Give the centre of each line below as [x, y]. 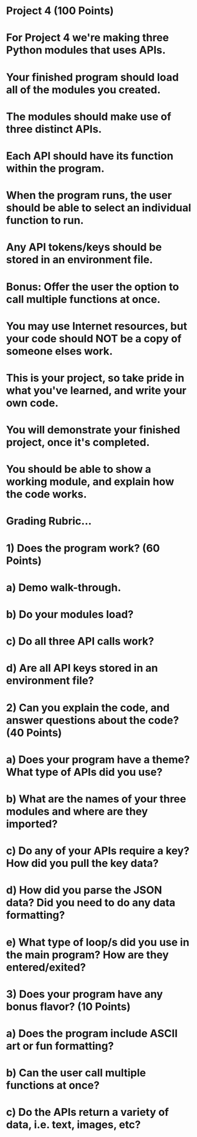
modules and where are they [77, 811]
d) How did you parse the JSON [84, 890]
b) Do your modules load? [70, 614]
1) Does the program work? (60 [83, 548]
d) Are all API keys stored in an [82, 668]
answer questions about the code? [93, 720]
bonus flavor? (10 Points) [69, 1006]
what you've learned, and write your [96, 390]
